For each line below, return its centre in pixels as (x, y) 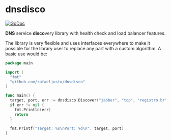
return (21, 114)
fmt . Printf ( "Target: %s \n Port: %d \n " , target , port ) (67, 128)
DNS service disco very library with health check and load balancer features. (85, 33)
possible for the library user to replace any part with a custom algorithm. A (83, 48)
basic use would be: (26, 54)
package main (19, 63)
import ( (15, 72)
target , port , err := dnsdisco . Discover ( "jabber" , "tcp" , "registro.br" (89, 100)
